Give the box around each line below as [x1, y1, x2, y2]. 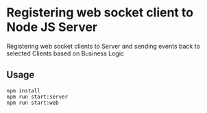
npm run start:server [6, 93, 69, 100]
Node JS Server [6, 19, 98, 35]
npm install [6, 87, 40, 94]
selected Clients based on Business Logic [6, 49, 125, 58]
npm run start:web [6, 99, 59, 106]
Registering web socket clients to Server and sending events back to [6, 42, 200, 50]
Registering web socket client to [6, 5, 193, 21]
